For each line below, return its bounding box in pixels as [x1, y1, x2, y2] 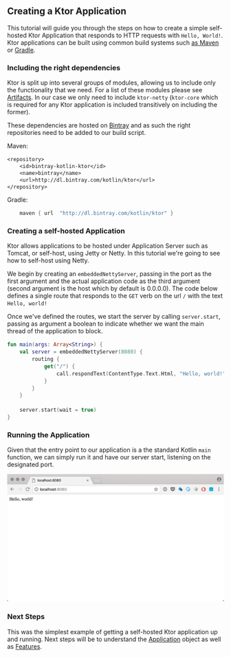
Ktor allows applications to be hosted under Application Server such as [7, 242, 208, 250]
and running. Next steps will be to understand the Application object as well [7, 635, 221, 643]
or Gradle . [7, 45, 36, 54]
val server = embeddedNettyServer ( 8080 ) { [19, 348, 143, 355]
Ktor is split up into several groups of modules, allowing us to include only [7, 79, 217, 87]
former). [7, 108, 31, 116]
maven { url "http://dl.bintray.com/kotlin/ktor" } [19, 210, 174, 217]
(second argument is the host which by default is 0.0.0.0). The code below [7, 284, 218, 293]
